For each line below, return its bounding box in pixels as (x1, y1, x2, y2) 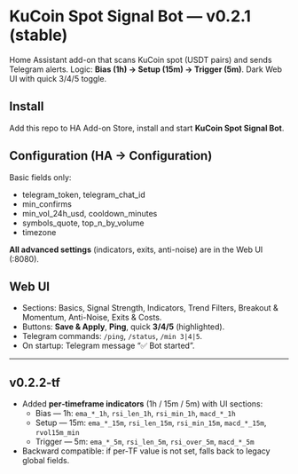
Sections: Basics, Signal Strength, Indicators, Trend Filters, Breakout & (21, 303, 279, 313)
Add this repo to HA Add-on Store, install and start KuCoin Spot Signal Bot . (9, 122, 285, 133)
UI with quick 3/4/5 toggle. (9, 73, 107, 83)
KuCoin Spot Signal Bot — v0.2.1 (9, 6, 251, 27)
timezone (21, 226, 57, 237)
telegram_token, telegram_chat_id (21, 189, 145, 200)
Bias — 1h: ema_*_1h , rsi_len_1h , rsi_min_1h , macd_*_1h (35, 408, 237, 419)
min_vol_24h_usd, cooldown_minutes (21, 208, 158, 218)
